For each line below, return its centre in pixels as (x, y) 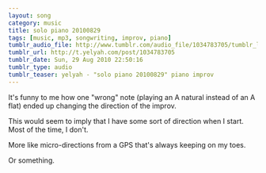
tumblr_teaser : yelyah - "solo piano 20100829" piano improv (111, 75)
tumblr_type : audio (40, 67)
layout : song (30, 15)
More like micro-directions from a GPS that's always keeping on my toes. (127, 144)
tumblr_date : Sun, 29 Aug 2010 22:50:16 (76, 60)
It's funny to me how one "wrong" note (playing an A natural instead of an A (132, 97)
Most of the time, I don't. (48, 129)
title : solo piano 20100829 (55, 30)
